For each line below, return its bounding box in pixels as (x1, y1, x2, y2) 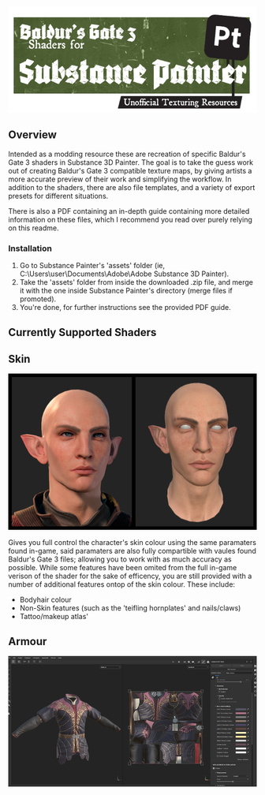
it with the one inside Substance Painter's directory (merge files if (19, 286, 233, 296)
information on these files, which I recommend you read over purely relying (8, 215, 252, 224)
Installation (8, 243, 53, 254)
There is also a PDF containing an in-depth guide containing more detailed (8, 206, 250, 215)
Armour (8, 634, 47, 648)
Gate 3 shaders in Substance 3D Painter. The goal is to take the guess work (8, 157, 254, 167)
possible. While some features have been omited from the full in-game (8, 563, 237, 573)
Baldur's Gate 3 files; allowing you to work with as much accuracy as (8, 554, 232, 564)
